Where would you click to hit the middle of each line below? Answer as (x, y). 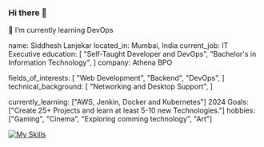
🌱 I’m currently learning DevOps (61, 30)
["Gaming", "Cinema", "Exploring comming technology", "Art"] (110, 119)
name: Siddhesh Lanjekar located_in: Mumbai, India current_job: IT (118, 46)
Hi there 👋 (28, 13)
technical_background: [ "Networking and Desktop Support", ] (111, 86)
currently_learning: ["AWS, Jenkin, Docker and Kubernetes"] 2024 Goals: (128, 102)
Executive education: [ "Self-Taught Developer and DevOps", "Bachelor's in (132, 54)
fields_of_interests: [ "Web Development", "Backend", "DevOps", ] (117, 78)
